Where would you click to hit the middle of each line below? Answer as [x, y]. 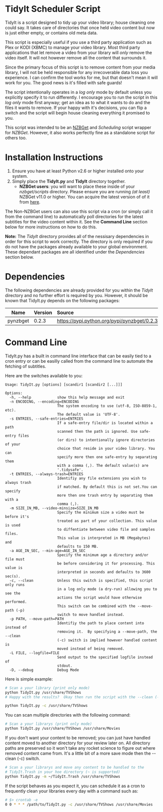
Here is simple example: [29, 679]
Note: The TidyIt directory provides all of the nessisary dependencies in [77, 236]
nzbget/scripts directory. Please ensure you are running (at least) [85, 191]
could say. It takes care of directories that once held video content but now [80, 27]
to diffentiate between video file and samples [106, 529]
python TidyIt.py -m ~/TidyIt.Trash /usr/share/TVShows [63, 776]
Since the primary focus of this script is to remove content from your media [80, 67]
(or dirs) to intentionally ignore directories [106, 440]
